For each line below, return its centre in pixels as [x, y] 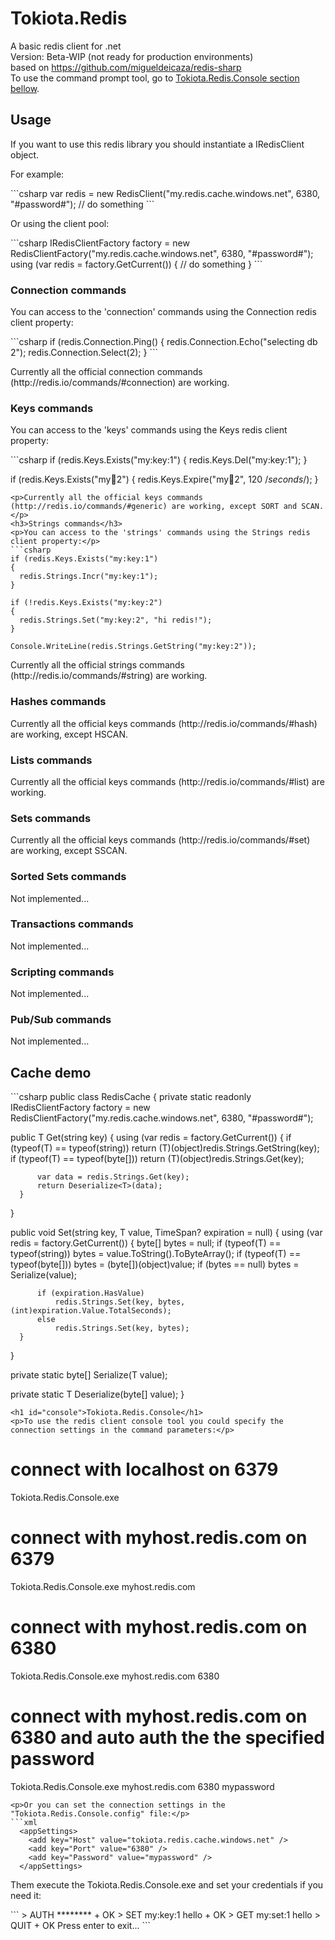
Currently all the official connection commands [106, 372]
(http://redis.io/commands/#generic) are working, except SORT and [154, 507]
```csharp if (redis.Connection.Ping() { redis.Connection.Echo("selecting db [164, 342]
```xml [24, 1822]
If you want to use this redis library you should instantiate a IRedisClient [157, 144]
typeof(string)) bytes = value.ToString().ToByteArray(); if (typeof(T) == [156, 1254]
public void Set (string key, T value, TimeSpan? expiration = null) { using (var [166, 1233]
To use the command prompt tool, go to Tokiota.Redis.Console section [155, 78]
